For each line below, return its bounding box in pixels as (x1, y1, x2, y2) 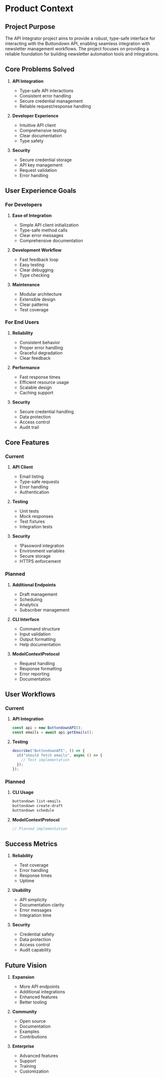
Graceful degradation (19, 350, 63, 355)
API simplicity (19, 897, 47, 903)
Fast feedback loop (19, 257, 59, 262)
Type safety (19, 138, 44, 143)
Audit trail (19, 424, 39, 430)
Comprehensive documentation (19, 237, 83, 243)
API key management (19, 162, 63, 168)
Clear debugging (19, 267, 54, 273)
